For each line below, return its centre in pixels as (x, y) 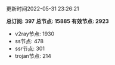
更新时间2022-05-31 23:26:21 (43, 9)
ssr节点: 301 (29, 48)
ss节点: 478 (29, 41)
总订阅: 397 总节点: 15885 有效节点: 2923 (57, 21)
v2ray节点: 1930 (35, 34)
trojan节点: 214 (33, 56)
